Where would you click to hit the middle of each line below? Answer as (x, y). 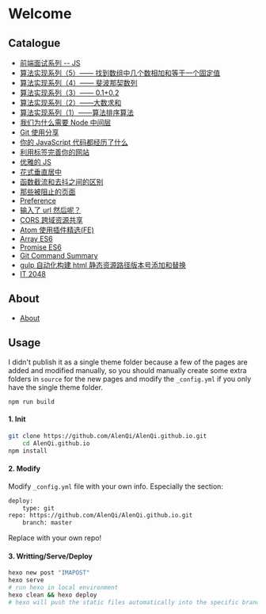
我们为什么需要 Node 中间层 (65, 122)
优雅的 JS (35, 162)
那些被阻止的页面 (47, 192)
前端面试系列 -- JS (50, 63)
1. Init (17, 419)
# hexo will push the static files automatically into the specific (123, 602)
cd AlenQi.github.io (56, 443)
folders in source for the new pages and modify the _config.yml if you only (130, 379)
